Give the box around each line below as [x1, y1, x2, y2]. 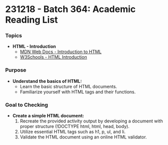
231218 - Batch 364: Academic [5, 4, 136, 15]
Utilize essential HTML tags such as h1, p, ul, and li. [20, 129, 126, 135]
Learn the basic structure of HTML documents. [20, 83, 117, 89]
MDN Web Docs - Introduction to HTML [20, 49, 102, 55]
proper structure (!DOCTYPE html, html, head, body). [20, 123, 129, 129]
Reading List [5, 14, 58, 26]
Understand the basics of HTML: [12, 78, 82, 84]
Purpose [5, 67, 27, 74]
